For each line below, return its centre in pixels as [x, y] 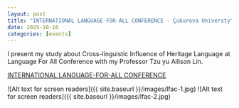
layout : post [27, 14]
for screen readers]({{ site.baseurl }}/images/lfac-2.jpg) [89, 97]
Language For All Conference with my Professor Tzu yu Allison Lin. [105, 62]
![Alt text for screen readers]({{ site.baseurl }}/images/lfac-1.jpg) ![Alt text [115, 89]
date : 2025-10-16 [33, 27]
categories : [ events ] [39, 34]
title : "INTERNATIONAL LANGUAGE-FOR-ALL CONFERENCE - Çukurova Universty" [121, 21]
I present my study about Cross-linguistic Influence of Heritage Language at [119, 54]
